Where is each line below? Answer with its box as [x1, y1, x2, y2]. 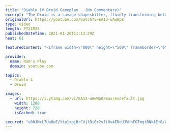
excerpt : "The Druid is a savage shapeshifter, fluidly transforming [5, 12, 156, 17]
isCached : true [14, 110, 47, 115]
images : [5, 91, 22, 96]
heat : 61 [5, 36, 24, 41]
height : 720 [14, 105, 40, 111]
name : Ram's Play [10, 59, 47, 64]
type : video [5, 21, 31, 27]
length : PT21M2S [5, 26, 40, 31]
